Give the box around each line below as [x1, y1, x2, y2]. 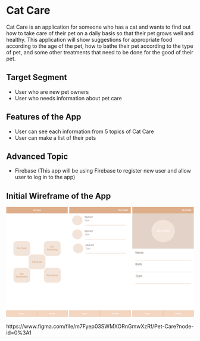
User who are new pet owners [14, 88, 89, 96]
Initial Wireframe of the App [6, 191, 111, 201]
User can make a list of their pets [14, 134, 96, 141]
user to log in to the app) [14, 174, 76, 181]
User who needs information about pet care [14, 94, 122, 102]
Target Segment [6, 72, 67, 82]
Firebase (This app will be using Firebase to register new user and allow [14, 167, 192, 174]
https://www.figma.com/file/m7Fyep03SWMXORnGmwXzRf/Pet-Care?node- [6, 322, 194, 330]
